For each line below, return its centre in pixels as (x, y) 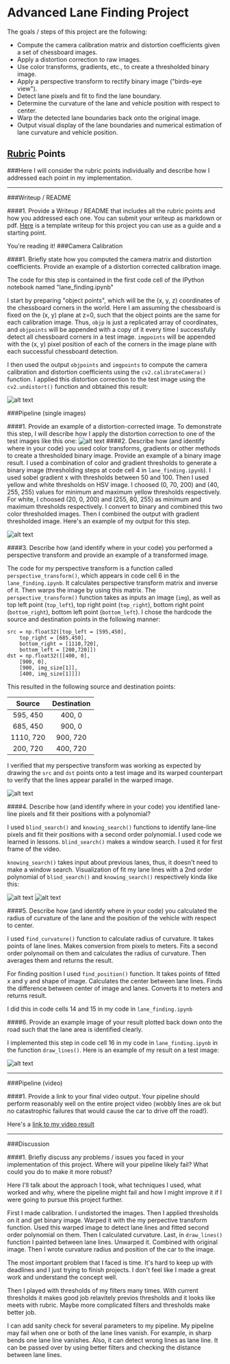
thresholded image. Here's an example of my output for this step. (99, 521)
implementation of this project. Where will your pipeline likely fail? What (108, 1164)
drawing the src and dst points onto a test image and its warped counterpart (115, 772)
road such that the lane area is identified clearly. (75, 1029)
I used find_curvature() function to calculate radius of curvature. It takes (111, 938)
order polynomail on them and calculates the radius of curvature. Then (107, 953)
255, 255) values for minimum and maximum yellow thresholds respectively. (114, 492)
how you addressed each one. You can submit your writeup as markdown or (115, 218)
